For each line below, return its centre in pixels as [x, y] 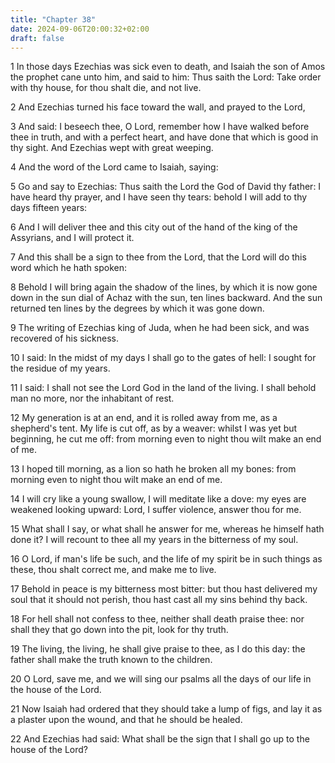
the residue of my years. [60, 368]
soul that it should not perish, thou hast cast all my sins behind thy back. [159, 600]
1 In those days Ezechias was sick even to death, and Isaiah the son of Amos [168, 67]
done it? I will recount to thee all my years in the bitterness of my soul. [154, 540]
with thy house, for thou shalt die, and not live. [106, 88]
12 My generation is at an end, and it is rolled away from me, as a [144, 418]
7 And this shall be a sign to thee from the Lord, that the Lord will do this [158, 257]
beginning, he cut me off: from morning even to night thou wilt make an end [166, 439]
